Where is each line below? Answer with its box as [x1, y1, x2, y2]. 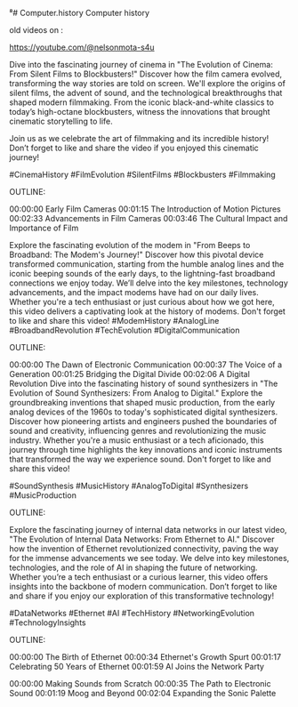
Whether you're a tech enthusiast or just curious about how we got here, [9, 297, 275, 307]
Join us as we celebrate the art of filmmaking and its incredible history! [9, 133, 270, 143]
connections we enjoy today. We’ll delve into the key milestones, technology [9, 277, 289, 288]
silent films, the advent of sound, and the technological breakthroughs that [9, 88, 283, 98]
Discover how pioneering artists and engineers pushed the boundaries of [9, 416, 278, 426]
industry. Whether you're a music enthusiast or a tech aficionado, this [9, 435, 264, 446]
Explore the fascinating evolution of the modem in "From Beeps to [9, 240, 251, 250]
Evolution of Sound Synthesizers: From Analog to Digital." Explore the [9, 388, 263, 398]
